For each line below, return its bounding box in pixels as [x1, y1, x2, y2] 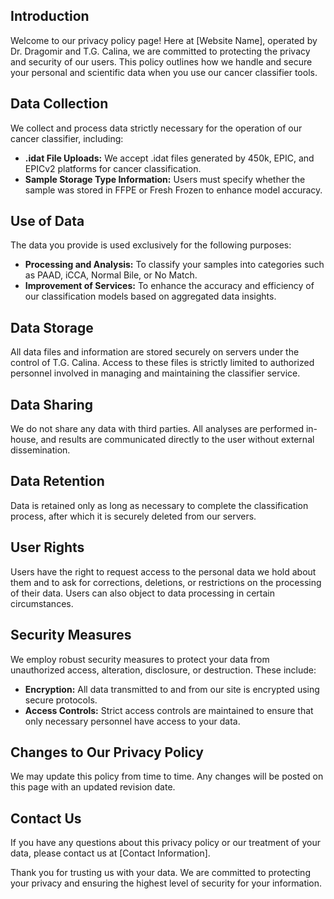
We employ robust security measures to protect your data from [10, 653, 270, 665]
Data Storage [10, 319, 94, 336]
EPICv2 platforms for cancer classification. [24, 162, 202, 174]
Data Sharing [10, 396, 94, 413]
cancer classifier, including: [10, 132, 124, 144]
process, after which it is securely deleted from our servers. [10, 510, 257, 522]
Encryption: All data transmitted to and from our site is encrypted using [24, 683, 320, 695]
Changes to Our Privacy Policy [10, 744, 204, 761]
